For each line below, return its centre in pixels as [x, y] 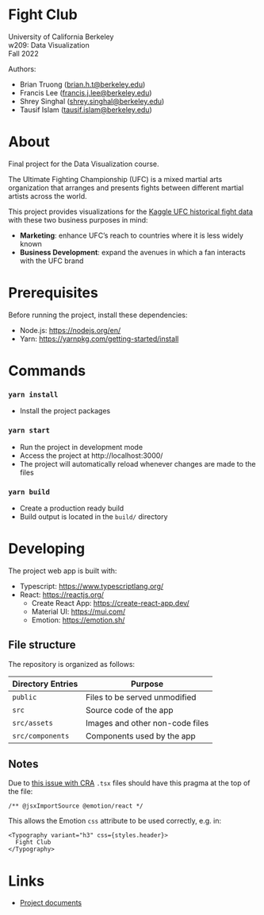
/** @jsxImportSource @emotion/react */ [76, 806]
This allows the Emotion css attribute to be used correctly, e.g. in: [115, 821]
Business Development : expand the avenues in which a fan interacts [132, 252]
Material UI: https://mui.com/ [78, 611]
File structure [42, 645]
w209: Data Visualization [49, 45]
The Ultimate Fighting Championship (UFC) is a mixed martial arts [115, 179]
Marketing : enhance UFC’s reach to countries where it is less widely [132, 235]
